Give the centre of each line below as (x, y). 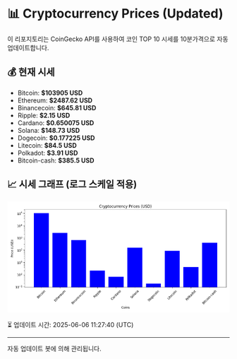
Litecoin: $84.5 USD (47, 145)
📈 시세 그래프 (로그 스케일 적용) (72, 184)
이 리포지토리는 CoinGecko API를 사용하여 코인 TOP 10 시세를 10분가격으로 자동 (118, 39)
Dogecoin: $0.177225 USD (56, 138)
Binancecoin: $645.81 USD (57, 107)
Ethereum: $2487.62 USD (55, 100)
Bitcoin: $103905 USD (50, 93)
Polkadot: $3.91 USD (48, 153)
